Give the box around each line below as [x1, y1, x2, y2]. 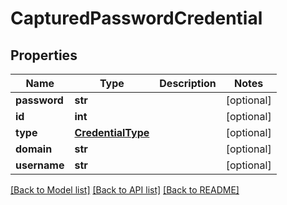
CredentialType [74, 126, 150, 139]
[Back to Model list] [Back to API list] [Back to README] [10, 184, 240, 196]
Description [159, 77, 217, 90]
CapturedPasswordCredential [10, 7, 263, 30]
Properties [10, 47, 78, 64]
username [15, 158, 65, 172]
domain [15, 142, 53, 156]
